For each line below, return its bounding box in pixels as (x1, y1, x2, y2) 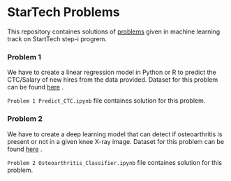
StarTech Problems (7, 4, 120, 20)
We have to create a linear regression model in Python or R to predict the (7, 68, 216, 77)
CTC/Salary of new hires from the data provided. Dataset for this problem (7, 75, 218, 84)
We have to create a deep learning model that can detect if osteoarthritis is (7, 130, 223, 138)
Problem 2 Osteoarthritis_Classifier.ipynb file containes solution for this (7, 158, 222, 166)
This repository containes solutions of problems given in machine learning (7, 27, 221, 36)
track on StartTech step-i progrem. (7, 34, 107, 43)
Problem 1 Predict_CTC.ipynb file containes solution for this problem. (7, 96, 206, 105)
